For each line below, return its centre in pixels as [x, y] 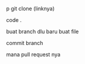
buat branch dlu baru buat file [42, 31]
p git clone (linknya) [30, 9]
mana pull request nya [33, 55]
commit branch [25, 43]
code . [14, 20]
